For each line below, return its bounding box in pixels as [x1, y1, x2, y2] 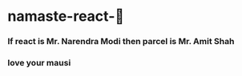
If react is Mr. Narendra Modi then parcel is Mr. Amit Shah [7, 36, 235, 47]
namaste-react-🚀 [7, 7, 125, 26]
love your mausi [7, 58, 71, 69]
